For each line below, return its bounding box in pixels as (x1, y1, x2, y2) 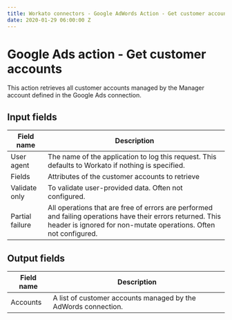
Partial (10, 211, 32, 221)
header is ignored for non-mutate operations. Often (48, 220, 215, 230)
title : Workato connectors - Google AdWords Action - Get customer (7, 10, 206, 17)
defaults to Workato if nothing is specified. (48, 160, 185, 170)
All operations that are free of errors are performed (48, 203, 213, 213)
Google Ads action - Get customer (7, 46, 206, 62)
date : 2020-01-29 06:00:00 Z (7, 17, 91, 23)
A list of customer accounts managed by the (52, 293, 196, 303)
